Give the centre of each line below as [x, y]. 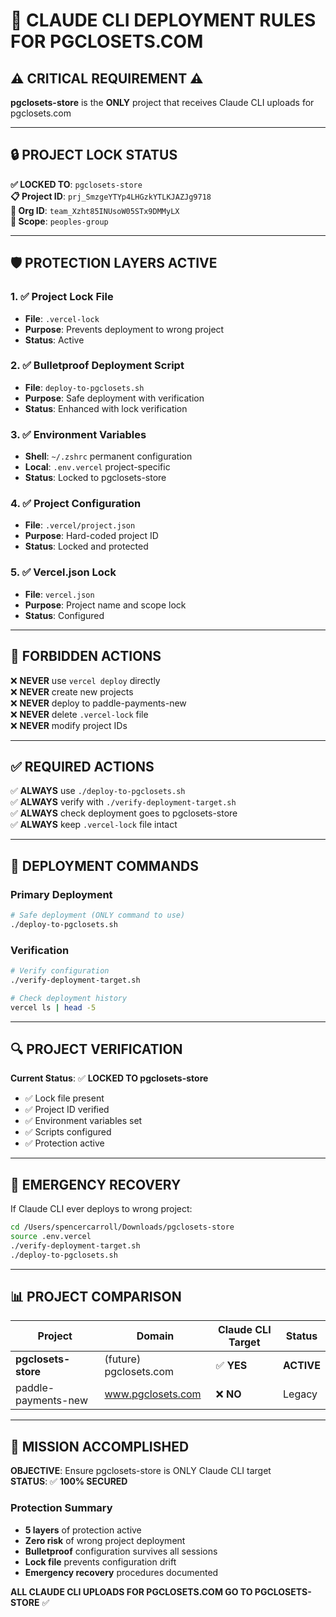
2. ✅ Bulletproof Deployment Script [97, 366]
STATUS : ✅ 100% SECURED [69, 1481]
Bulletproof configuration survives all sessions [121, 1551]
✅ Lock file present [64, 1098]
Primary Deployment [61, 894]
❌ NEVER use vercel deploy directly [85, 680]
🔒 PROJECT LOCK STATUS [94, 155]
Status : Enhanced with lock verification [106, 408]
